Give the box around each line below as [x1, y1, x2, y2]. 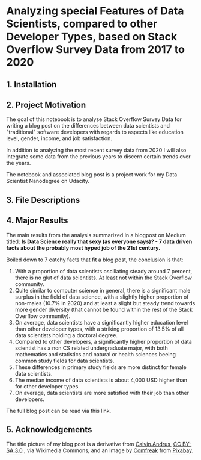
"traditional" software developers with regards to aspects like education [6, 128, 184, 136]
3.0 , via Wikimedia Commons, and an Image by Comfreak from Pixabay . [14, 447, 194, 454]
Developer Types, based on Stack [6, 30, 178, 43]
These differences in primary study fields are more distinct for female [14, 363, 187, 371]
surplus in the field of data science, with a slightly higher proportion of [14, 293, 189, 300]
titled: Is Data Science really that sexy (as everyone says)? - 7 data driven [6, 238, 193, 245]
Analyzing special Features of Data [6, 4, 184, 18]
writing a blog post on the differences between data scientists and [6, 122, 170, 129]
